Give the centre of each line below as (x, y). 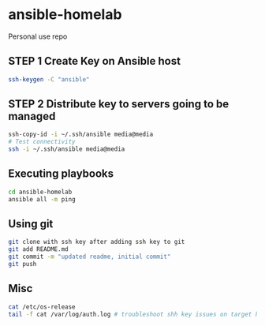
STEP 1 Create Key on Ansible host (95, 61)
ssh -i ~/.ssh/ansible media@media (67, 149)
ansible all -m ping (42, 199)
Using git (31, 224)
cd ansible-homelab (40, 192)
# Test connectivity (42, 142)
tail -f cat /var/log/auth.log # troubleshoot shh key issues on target (130, 314)
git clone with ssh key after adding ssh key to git (97, 242)
